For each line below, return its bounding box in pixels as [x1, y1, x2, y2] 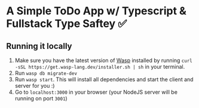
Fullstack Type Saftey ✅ [6, 17, 127, 30]
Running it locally [6, 41, 72, 51]
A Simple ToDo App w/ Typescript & [6, 4, 187, 18]
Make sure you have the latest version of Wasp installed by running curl [14, 57, 192, 64]
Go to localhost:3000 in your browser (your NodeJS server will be [14, 88, 178, 95]
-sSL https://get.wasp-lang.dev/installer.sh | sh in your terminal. [14, 63, 185, 70]
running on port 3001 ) [14, 95, 68, 102]
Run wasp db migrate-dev [14, 70, 78, 76]
